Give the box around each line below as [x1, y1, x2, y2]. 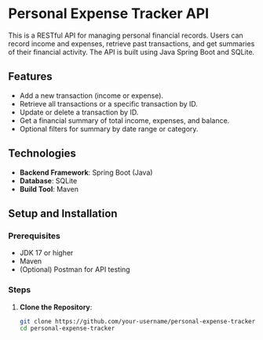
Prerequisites [8, 230, 60, 241]
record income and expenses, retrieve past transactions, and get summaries [8, 38, 255, 48]
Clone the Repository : [19, 302, 93, 312]
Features [8, 70, 53, 83]
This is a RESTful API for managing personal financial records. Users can [8, 31, 243, 40]
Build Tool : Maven [19, 184, 79, 194]
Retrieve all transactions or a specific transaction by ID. [19, 99, 199, 108]
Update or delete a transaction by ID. [19, 107, 139, 117]
